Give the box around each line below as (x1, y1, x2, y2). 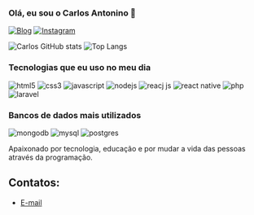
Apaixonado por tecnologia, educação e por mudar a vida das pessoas (8, 143, 246, 153)
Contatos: (8, 176, 60, 190)
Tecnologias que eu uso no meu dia (8, 62, 151, 73)
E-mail (20, 197, 42, 207)
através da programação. (8, 152, 94, 162)
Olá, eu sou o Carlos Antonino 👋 (8, 7, 137, 19)
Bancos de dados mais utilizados (8, 109, 142, 121)
